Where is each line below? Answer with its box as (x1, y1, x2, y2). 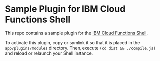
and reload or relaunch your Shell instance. (5, 50, 93, 56)
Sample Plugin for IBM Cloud (5, 3, 126, 15)
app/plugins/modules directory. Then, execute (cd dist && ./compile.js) (5, 45, 156, 51)
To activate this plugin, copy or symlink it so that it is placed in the (5, 39, 140, 45)
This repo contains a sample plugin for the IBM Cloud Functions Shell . (5, 30, 148, 36)
